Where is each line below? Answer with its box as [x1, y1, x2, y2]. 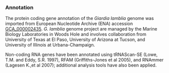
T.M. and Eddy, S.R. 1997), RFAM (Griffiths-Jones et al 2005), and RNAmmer [5, 57, 164, 63]
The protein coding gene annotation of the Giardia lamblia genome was [5, 15, 154, 21]
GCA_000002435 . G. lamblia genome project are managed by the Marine [5, 26, 157, 32]
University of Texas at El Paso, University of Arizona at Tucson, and [5, 36, 145, 42]
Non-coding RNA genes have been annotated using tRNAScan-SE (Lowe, [5, 51, 158, 57]
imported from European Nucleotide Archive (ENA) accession [5, 20, 133, 26]
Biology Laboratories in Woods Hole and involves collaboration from [5, 31, 147, 37]
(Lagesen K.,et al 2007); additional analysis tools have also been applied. [5, 62, 157, 68]
